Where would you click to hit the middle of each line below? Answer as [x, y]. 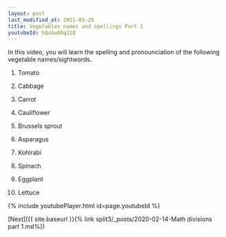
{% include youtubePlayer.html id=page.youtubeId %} [84, 206]
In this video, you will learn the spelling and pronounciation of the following [114, 52]
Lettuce [29, 192]
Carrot [27, 100]
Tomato [29, 73]
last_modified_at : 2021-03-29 [51, 20]
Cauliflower [34, 113]
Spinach [30, 166]
